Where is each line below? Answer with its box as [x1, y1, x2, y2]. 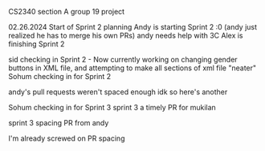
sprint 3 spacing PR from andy [8, 118, 109, 127]
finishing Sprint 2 [8, 39, 65, 49]
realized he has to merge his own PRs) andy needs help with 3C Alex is [8, 31, 243, 40]
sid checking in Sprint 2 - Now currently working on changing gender [8, 55, 238, 64]
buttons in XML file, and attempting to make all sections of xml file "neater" [8, 63, 257, 73]
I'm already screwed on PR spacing [8, 133, 125, 143]
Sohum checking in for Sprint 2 [8, 72, 112, 81]
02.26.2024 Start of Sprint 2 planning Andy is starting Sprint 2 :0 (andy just [8, 22, 258, 31]
